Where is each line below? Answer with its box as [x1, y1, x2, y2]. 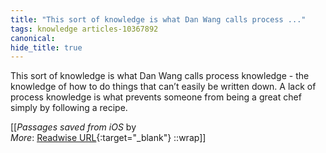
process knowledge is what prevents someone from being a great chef [10, 91, 302, 103]
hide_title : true [10, 42, 83, 53]
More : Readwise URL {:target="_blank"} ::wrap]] [10, 132, 207, 144]
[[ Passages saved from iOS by [10, 121, 137, 133]
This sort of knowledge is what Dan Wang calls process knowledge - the [10, 70, 310, 82]
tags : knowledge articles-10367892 [10, 24, 159, 34]
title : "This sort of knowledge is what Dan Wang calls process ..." [10, 14, 307, 25]
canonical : [10, 33, 56, 43]
